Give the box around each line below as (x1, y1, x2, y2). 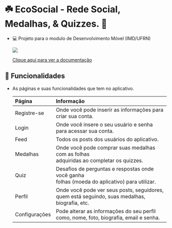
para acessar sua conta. (55, 127, 114, 135)
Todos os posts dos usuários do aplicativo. (55, 136, 159, 143)
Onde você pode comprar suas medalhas (55, 144, 156, 151)
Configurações (14, 211, 51, 218)
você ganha (55, 172, 84, 179)
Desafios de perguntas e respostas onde (55, 165, 154, 172)
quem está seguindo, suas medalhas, (55, 193, 146, 200)
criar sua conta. (55, 112, 93, 120)
